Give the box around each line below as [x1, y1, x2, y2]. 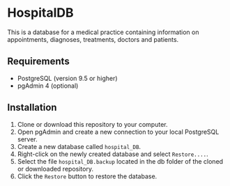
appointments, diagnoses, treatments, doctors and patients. [7, 35, 179, 43]
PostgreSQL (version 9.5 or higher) [17, 74, 118, 82]
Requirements [7, 56, 70, 68]
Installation [7, 102, 57, 114]
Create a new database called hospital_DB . [17, 142, 141, 150]
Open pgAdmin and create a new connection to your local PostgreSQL [17, 127, 220, 136]
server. [17, 134, 38, 144]
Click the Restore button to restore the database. [17, 172, 158, 180]
